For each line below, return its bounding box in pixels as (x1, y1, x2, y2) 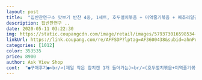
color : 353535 (6, 48, 42, 54)
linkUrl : (6, 37, 28, 43)
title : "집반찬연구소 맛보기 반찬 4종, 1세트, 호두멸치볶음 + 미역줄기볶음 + (6, 14, 176, 20)
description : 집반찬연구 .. (6, 20, 70, 26)
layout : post (6, 8, 39, 15)
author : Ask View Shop (6, 59, 63, 65)
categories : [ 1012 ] (6, 43, 55, 49)
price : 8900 (6, 54, 36, 60)
